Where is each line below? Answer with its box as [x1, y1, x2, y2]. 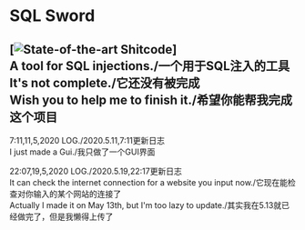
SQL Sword [9, 5, 96, 26]
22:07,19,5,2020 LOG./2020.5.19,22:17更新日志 [9, 165, 182, 176]
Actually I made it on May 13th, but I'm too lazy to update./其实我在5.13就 [9, 200, 282, 210]
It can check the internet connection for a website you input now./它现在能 [9, 177, 289, 187]
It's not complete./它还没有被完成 [9, 75, 200, 91]
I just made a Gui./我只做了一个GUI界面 [9, 146, 156, 157]
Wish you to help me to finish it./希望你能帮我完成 [9, 92, 293, 107]
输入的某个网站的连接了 [33, 188, 121, 199]
